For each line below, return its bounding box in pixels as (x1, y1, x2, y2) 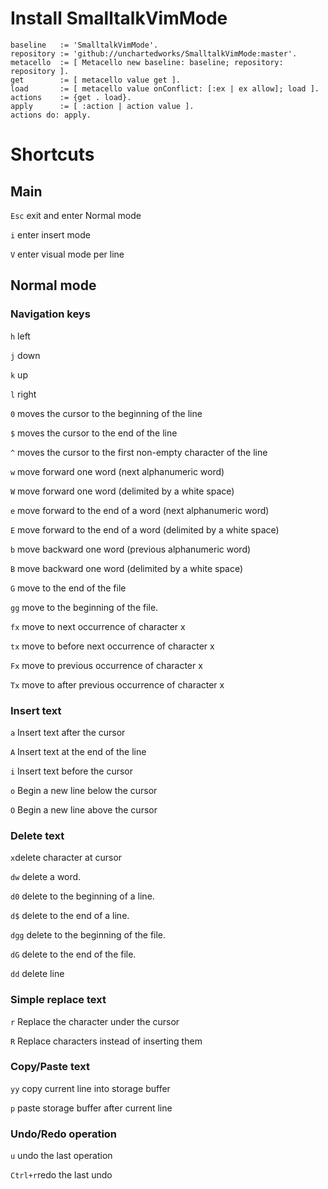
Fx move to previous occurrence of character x (10, 659, 203, 671)
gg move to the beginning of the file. (10, 601, 159, 613)
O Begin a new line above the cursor (10, 803, 158, 816)
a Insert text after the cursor (10, 726, 126, 738)
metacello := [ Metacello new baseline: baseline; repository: (10, 57, 284, 67)
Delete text (10, 828, 65, 842)
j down (10, 349, 41, 361)
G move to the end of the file (10, 582, 127, 594)
